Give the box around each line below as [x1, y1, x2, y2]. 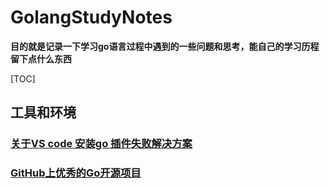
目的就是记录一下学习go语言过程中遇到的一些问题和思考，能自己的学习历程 [10, 40, 320, 52]
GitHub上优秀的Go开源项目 [10, 166, 142, 180]
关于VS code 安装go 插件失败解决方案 [10, 137, 193, 151]
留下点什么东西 [10, 52, 72, 65]
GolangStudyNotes [10, 6, 173, 29]
